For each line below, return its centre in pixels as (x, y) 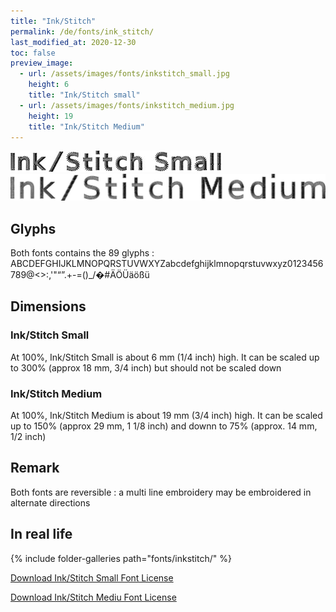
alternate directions (50, 502)
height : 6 (49, 85)
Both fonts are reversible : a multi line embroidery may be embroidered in (161, 492)
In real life (41, 534)
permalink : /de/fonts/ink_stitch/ (82, 31)
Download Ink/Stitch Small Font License (92, 577)
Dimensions (48, 306)
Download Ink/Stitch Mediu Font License (93, 597)
